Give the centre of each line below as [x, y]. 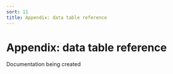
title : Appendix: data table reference [57, 18]
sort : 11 [17, 12]
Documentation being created [43, 64]
